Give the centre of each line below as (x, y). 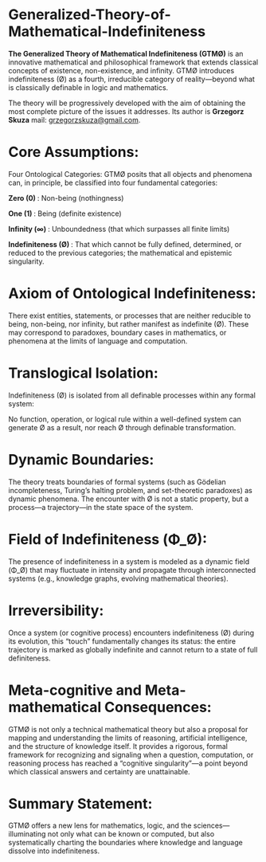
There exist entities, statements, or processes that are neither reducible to (129, 315)
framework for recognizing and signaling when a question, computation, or (131, 754)
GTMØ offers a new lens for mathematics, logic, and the (100, 825)
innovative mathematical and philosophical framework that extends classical (133, 62)
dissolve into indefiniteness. (54, 851)
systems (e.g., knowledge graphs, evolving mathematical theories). (118, 578)
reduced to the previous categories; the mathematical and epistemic (120, 253)
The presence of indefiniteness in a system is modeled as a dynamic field (129, 561)
